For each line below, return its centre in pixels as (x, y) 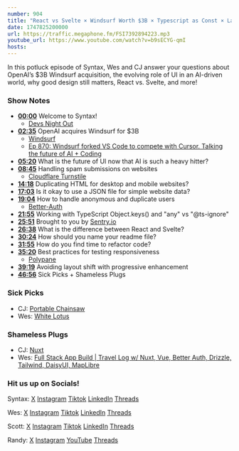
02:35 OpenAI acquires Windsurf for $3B (78, 131)
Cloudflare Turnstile (57, 176)
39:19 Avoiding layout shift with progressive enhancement (103, 267)
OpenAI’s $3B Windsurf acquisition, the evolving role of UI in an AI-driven (115, 75)
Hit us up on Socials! (43, 383)
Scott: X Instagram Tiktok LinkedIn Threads (71, 426)
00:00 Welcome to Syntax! (57, 116)
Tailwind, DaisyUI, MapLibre (59, 365)
